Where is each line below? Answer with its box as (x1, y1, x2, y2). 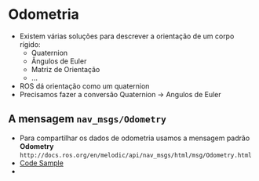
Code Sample (19, 158, 64, 168)
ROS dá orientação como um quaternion (19, 81, 150, 91)
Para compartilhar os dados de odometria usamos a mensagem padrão (19, 133, 250, 143)
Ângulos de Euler (31, 56, 87, 66)
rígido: (19, 39, 41, 49)
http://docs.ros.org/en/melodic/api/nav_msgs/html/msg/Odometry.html (19, 151, 253, 159)
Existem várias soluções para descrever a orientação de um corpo (19, 31, 235, 41)
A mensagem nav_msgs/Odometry (8, 112, 166, 126)
